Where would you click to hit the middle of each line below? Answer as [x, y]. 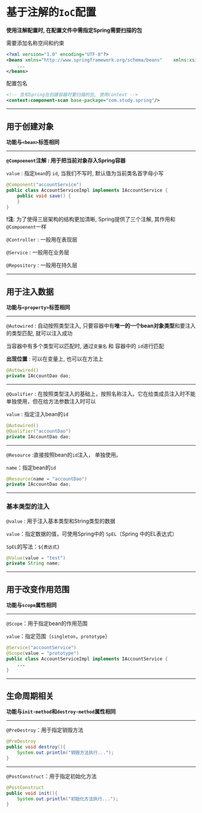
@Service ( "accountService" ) [41, 648]
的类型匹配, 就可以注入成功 [39, 333]
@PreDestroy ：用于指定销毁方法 [45, 730]
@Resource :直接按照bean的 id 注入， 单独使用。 [64, 455]
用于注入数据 [30, 292]
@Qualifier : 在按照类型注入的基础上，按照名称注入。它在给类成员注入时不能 [101, 394]
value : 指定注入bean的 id [38, 414]
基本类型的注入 [28, 506]
